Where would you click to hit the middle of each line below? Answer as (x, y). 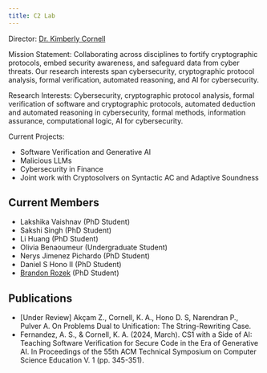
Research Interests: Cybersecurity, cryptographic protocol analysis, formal (131, 95)
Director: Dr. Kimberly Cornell (57, 39)
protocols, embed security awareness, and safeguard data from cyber (124, 63)
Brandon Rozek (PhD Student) (69, 273)
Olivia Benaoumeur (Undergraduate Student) (94, 247)
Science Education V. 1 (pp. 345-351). (82, 360)
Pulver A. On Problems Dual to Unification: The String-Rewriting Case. (136, 326)
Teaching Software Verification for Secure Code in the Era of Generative (139, 343)
